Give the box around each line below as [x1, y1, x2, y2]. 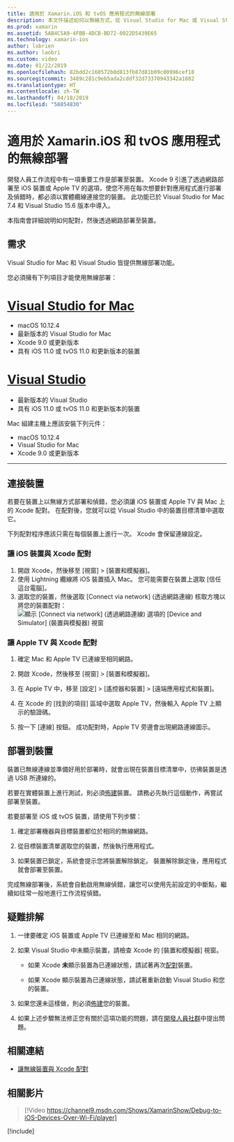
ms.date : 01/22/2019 [7, 62, 68, 69]
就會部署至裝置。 [17, 865, 67, 873]
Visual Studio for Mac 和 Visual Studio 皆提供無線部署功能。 [7, 258, 179, 266]
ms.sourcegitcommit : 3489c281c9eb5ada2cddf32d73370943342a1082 [7, 75, 195, 82]
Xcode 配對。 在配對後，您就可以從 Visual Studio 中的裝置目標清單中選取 [15, 506, 225, 515]
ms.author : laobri [7, 50, 61, 57]
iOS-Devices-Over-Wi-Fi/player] [24, 1113, 117, 1122]
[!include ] [7, 1127, 35, 1136]
